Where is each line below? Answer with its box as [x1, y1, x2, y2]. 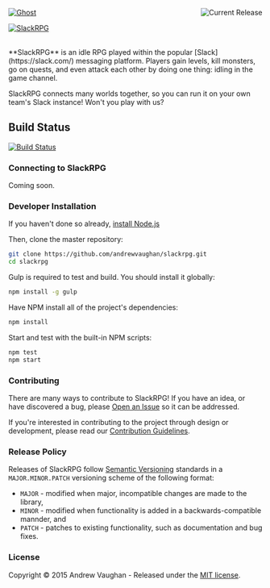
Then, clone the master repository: [8, 235, 123, 244]
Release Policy [8, 446, 67, 457]
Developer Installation [8, 201, 97, 212]
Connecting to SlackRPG [8, 162, 106, 173]
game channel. [8, 73, 58, 82]
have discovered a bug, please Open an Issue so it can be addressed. [8, 402, 240, 411]
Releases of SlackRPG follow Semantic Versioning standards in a [8, 465, 223, 474]
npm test [8, 348, 38, 357]
